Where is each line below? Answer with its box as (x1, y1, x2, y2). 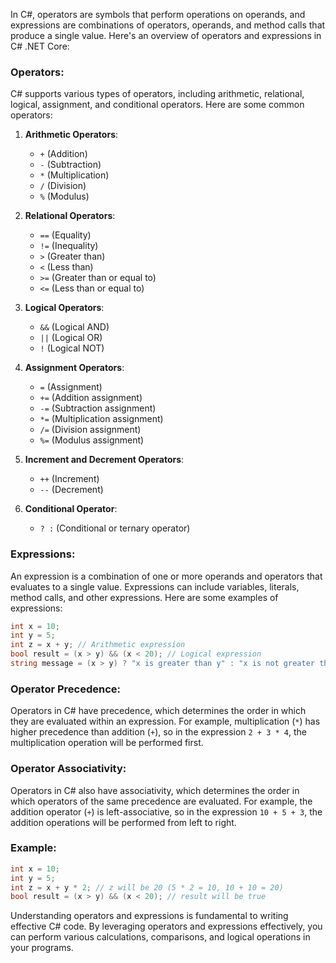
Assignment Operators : (24, 362, 125, 374)
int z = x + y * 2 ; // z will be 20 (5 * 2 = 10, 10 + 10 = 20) (10, 882, 284, 893)
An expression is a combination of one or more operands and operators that (10, 570, 323, 582)
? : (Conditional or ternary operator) (39, 522, 191, 534)
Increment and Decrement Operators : (24, 454, 185, 466)
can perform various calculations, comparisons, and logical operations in (10, 931, 311, 943)
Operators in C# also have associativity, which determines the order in (10, 784, 300, 796)
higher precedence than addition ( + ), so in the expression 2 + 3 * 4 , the (10, 726, 307, 738)
